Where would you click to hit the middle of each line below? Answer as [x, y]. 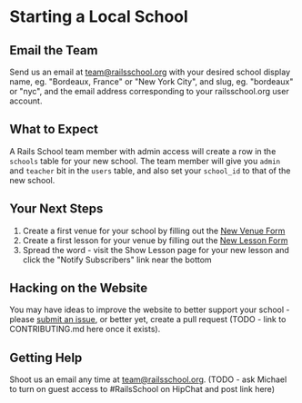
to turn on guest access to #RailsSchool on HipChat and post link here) [142, 389]
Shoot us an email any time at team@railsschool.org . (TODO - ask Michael [148, 379]
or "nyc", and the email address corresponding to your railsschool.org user [149, 91]
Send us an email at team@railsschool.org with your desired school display [150, 72]
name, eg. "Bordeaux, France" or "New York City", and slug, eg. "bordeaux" [151, 82]
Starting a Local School [99, 17]
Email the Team [54, 50]
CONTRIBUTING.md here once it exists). [85, 329]
